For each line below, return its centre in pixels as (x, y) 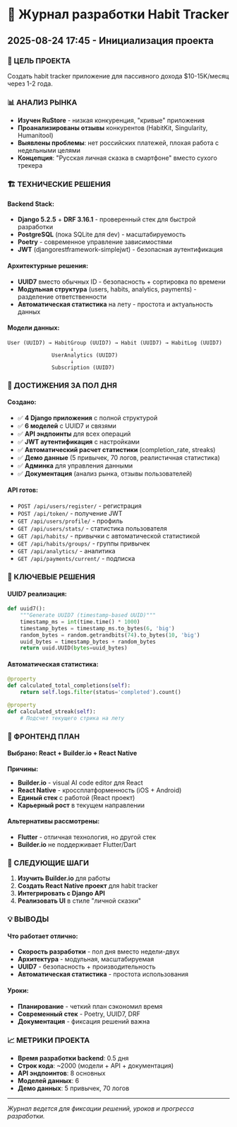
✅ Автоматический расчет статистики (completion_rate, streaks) (116, 449)
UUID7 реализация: (37, 594)
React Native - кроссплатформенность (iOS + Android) (99, 790)
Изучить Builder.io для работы (64, 878)
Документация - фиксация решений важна (84, 1021)
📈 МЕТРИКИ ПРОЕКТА (49, 1040)
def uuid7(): (26, 609)
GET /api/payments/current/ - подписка (76, 559)
